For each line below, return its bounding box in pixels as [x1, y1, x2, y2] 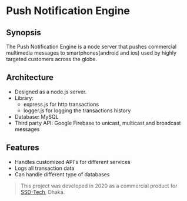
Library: [14, 94, 34, 101]
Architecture [6, 72, 54, 83]
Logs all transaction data [14, 165, 75, 172]
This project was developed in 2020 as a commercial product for [20, 182, 178, 189]
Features [6, 143, 39, 153]
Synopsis [6, 28, 41, 38]
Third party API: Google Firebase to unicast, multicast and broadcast [14, 119, 181, 126]
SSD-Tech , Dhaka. [20, 188, 65, 195]
